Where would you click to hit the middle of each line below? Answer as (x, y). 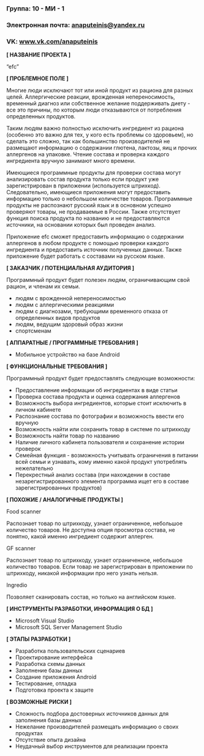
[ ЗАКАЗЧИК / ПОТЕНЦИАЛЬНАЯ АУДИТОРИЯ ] (70, 268)
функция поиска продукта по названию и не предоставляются (88, 218)
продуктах (29, 733)
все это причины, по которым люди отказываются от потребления (94, 110)
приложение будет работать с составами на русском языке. (86, 256)
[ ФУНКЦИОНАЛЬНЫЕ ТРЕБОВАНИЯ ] (57, 366)
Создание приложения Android (56, 677)
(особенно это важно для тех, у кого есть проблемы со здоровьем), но (100, 135)
